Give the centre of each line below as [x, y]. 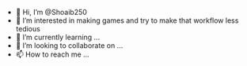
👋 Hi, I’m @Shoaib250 [51, 12]
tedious [28, 29]
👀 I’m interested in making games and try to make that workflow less [127, 20]
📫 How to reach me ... [52, 54]
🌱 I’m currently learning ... [58, 37]
